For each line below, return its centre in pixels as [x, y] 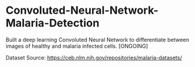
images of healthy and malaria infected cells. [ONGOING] [77, 46]
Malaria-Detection [53, 23]
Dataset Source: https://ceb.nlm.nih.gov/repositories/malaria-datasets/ [94, 57]
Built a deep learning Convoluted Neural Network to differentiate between [97, 39]
